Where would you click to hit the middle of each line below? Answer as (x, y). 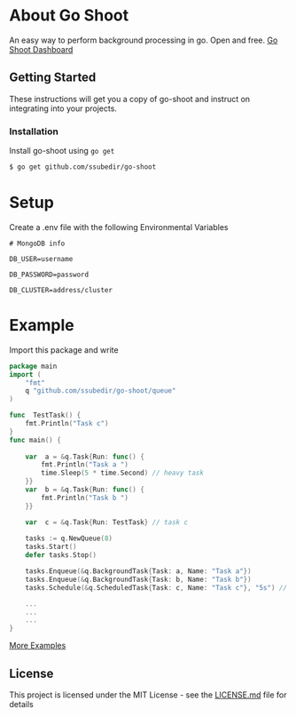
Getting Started (53, 78)
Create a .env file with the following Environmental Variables (119, 227)
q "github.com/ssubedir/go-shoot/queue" (101, 391)
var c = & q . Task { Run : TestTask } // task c (107, 522)
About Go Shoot (69, 16)
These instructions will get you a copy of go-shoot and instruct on (130, 99)
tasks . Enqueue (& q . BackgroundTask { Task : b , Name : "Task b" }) (138, 579)
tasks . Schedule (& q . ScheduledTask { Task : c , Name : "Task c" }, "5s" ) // (156, 587)
